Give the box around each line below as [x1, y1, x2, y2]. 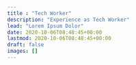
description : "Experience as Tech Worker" [7, 16, 130, 23]
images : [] [7, 48, 38, 55]
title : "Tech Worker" [7, 9, 72, 17]
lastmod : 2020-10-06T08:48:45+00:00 [7, 35, 111, 42]
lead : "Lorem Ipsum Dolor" [7, 22, 84, 29]
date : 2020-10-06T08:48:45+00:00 [7, 28, 103, 36]
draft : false [7, 41, 44, 48]
